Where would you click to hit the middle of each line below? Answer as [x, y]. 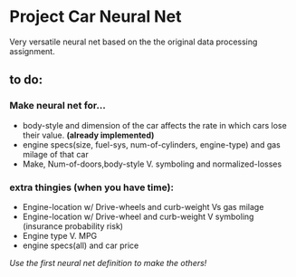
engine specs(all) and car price [81, 245]
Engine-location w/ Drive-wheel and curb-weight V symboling [138, 216]
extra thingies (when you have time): [92, 187]
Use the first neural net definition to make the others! [108, 263]
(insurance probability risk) [73, 226]
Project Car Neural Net [95, 17]
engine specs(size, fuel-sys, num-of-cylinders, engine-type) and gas [151, 144]
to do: [26, 80]
